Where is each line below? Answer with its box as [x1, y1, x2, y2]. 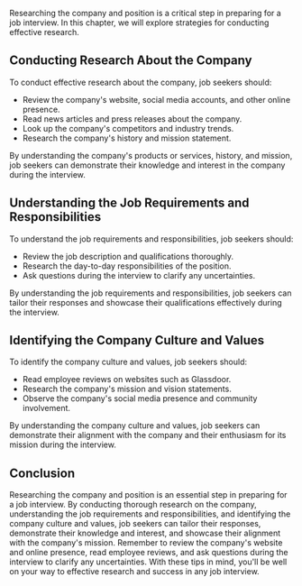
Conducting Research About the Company [9, 53, 252, 69]
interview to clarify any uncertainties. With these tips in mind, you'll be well [9, 556, 288, 567]
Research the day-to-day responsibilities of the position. [22, 261, 232, 271]
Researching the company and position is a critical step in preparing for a [9, 8, 281, 18]
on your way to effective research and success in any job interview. [9, 566, 260, 577]
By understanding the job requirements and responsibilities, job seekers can [9, 288, 292, 298]
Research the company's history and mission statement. [22, 133, 232, 143]
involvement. [22, 403, 70, 414]
